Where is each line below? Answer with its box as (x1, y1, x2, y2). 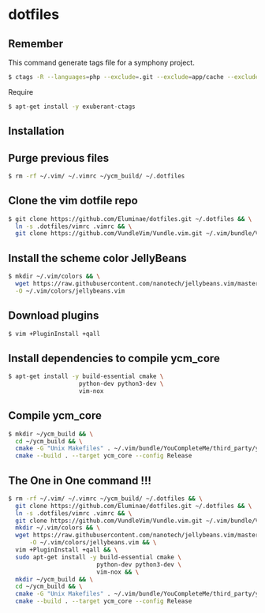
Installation (8, 125, 65, 138)
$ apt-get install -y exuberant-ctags (8, 103, 136, 110)
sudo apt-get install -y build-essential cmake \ (15, 553, 181, 561)
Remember (8, 37, 64, 50)
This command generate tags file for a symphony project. (8, 58, 195, 67)
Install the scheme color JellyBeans (8, 251, 187, 265)
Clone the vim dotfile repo (8, 194, 138, 207)
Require (8, 87, 34, 96)
